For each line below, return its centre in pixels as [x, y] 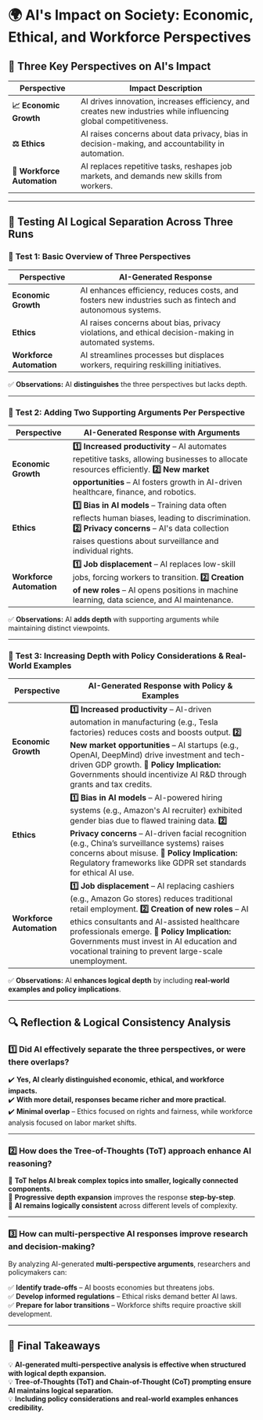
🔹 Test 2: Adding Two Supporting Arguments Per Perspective [126, 412]
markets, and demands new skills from [151, 176]
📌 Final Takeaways [54, 1346]
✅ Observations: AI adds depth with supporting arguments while [113, 619]
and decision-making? [52, 1247]
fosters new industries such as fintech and [158, 300]
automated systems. [117, 342]
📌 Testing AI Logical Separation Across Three [121, 222]
